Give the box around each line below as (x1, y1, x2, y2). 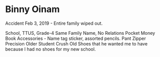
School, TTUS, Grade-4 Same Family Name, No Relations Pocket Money (5, 30, 155, 36)
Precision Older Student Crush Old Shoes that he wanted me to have (5, 40, 148, 46)
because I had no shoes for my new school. (5, 46, 96, 52)
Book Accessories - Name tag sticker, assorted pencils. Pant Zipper (5, 35, 146, 41)
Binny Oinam (5, 4, 60, 15)
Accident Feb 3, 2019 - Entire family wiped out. (5, 20, 103, 26)
